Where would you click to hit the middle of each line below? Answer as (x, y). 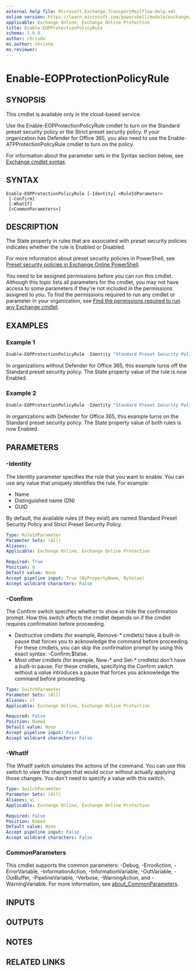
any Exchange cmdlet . (33, 307)
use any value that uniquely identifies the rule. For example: (78, 483)
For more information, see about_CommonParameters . (114, 884)
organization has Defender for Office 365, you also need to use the (87, 138)
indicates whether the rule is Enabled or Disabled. (66, 247)
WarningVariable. (27, 884)
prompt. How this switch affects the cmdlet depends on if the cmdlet (88, 617)
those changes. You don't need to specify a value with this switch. (86, 778)
